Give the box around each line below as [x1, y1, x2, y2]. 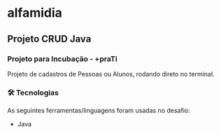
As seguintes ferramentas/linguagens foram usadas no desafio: [7, 107, 190, 115]
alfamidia [7, 5, 63, 21]
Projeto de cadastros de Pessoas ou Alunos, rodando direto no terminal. [7, 69, 215, 78]
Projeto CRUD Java [7, 33, 92, 45]
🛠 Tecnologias [7, 88, 59, 98]
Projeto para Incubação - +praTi [7, 54, 117, 64]
